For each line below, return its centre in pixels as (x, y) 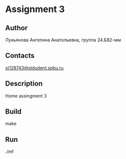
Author (16, 28)
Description (24, 84)
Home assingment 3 (26, 96)
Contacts (20, 56)
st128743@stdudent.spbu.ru (34, 68)
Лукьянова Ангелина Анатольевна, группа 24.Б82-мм (63, 40)
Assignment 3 (35, 9)
